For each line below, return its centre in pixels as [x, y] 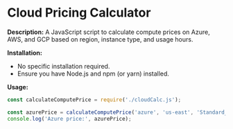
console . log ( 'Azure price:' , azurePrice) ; [69, 119]
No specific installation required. [63, 66]
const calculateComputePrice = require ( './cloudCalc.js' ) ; [94, 100]
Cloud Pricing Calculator [79, 13]
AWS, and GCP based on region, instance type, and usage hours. [100, 39]
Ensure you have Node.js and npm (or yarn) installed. [93, 74]
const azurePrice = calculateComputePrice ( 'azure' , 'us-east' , [101, 112]
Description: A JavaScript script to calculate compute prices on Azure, [109, 32]
